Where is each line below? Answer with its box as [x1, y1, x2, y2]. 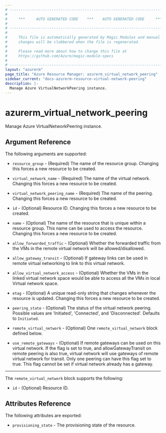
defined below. [12, 330, 43, 336]
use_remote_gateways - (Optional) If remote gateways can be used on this [12, 340, 161, 346]
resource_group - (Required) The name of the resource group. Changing [12, 161, 159, 167]
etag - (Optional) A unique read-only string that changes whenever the [12, 290, 157, 296]
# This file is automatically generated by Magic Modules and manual [5, 35, 161, 40]
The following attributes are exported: [5, 413, 82, 419]
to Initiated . [12, 315, 40, 321]
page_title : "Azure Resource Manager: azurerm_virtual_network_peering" [5, 72, 158, 77]
